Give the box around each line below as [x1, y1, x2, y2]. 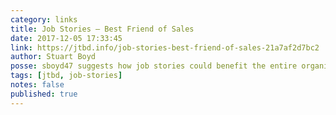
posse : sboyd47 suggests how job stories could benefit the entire [10, 61, 298, 71]
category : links [10, 14, 78, 25]
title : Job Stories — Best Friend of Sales [10, 24, 195, 34]
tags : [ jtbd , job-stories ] [10, 71, 123, 81]
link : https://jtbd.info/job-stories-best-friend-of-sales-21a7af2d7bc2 [10, 42, 320, 53]
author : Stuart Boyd [10, 52, 97, 62]
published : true [10, 89, 78, 99]
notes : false [10, 80, 65, 90]
